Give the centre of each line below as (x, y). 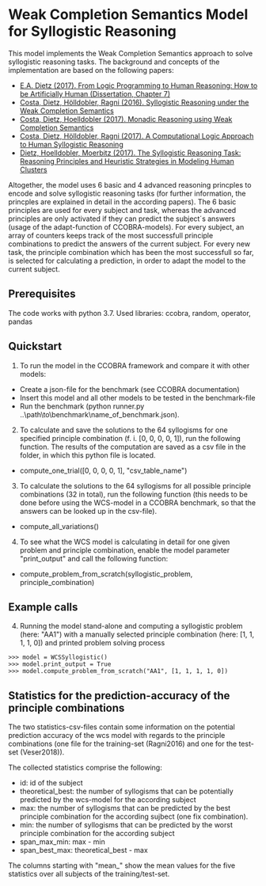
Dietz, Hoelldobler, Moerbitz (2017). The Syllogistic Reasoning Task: (130, 153)
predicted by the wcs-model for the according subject (108, 800)
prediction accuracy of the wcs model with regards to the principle (117, 736)
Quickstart (35, 346)
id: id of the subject (51, 783)
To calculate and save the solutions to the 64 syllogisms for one (123, 430)
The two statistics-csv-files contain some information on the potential (122, 727)
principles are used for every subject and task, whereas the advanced (122, 210)
